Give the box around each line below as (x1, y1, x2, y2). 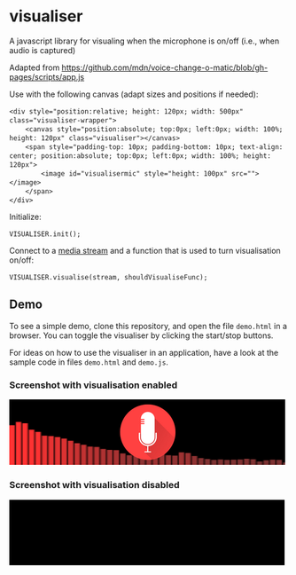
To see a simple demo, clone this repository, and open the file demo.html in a (9, 320, 288, 331)
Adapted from (9, 62, 60, 73)
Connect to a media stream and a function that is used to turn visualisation (9, 245, 281, 256)
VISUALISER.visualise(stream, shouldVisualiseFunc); (9, 272, 208, 281)
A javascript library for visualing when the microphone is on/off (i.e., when (9, 35, 280, 46)
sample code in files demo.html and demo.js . (9, 357, 168, 367)
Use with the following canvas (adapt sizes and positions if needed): (9, 89, 259, 99)
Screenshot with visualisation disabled (9, 478, 180, 491)
